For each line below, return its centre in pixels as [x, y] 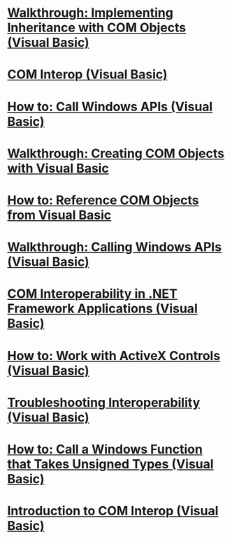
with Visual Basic [58, 168]
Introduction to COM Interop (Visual [113, 511]
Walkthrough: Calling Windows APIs [115, 247]
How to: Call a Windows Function [105, 449]
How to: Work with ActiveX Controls [114, 355]
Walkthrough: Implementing [90, 13]
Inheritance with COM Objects [97, 28]
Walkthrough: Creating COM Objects [116, 153]
